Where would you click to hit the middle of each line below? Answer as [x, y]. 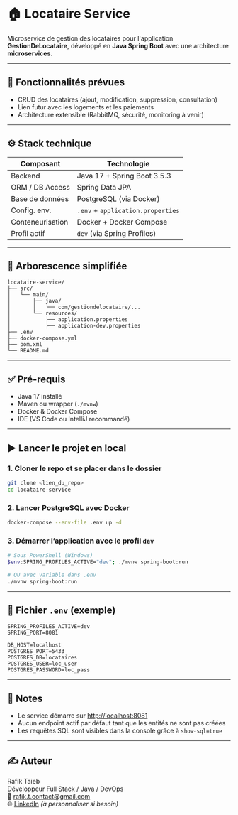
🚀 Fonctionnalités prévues [66, 82]
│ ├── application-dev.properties [74, 326]
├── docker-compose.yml [42, 338]
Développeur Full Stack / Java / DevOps [66, 789]
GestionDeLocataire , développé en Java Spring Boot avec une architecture [118, 45]
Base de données [40, 198]
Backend [25, 176]
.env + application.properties [128, 210]
